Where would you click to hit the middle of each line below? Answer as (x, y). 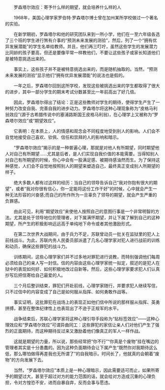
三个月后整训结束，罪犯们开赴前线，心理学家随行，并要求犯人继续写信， (87, 286)
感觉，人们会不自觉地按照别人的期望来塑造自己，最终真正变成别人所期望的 (84, 166)
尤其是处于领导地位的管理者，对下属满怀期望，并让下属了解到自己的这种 (87, 218)
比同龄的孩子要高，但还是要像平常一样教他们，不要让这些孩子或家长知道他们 (82, 52)
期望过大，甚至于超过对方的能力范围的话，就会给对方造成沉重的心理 (82, 376)
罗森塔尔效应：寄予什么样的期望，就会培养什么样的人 (67, 7)
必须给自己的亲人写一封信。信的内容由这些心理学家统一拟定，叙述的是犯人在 (82, 263)
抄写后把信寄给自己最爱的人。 (35, 275)
